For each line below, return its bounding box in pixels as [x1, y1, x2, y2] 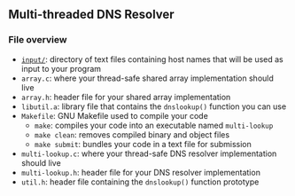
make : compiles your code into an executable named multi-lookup [34, 120, 274, 130]
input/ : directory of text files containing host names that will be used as [20, 53, 284, 65]
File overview [8, 34, 67, 46]
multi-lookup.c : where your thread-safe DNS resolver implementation [20, 148, 277, 159]
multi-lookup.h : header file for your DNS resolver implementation [20, 167, 260, 177]
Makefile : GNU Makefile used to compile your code [20, 110, 209, 121]
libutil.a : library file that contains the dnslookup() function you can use [20, 101, 287, 112]
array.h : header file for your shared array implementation [20, 91, 231, 102]
